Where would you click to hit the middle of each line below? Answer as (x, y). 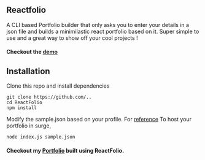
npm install (21, 108)
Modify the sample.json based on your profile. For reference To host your (99, 120)
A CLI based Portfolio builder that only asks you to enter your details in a (98, 25)
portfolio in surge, (29, 126)
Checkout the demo (32, 52)
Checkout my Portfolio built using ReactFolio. (65, 150)
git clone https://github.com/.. (49, 97)
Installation (28, 71)
